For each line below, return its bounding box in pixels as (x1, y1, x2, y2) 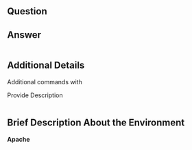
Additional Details (7, 60, 85, 71)
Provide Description (7, 91, 63, 99)
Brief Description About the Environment (7, 117, 185, 129)
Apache (7, 135, 30, 143)
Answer (7, 29, 42, 40)
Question (7, 5, 47, 17)
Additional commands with (7, 77, 82, 86)
